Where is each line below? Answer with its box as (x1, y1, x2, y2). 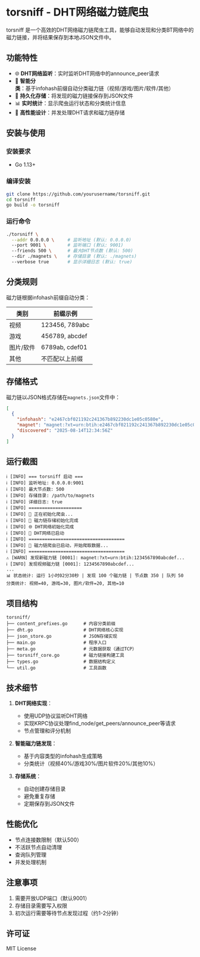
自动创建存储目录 (23, 785, 66, 793)
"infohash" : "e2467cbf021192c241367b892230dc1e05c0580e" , (17, 416, 164, 423)
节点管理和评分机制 (23, 727, 71, 734)
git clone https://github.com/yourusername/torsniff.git (6, 191, 151, 197)
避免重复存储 (23, 793, 55, 800)
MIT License (6, 944, 37, 952)
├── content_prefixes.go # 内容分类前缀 (6, 621, 116, 627)
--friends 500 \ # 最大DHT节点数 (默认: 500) (11, 248, 133, 254)
